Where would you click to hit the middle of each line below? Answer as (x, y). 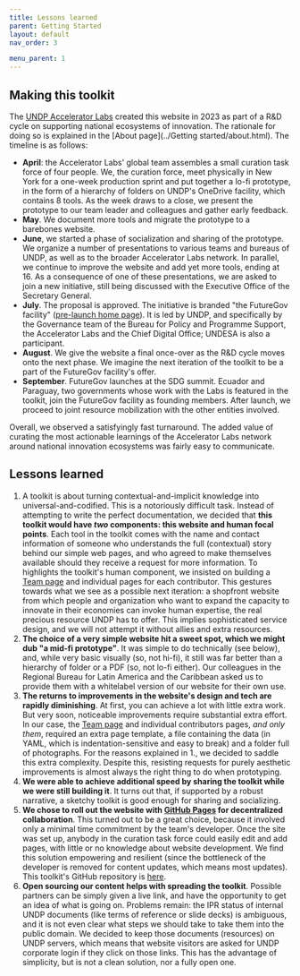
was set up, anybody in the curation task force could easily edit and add (155, 838)
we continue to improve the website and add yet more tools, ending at (150, 267)
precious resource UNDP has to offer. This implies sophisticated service (154, 620)
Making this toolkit (62, 95)
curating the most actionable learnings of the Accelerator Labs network (141, 436)
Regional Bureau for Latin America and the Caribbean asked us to (142, 676)
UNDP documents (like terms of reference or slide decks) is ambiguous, (154, 914)
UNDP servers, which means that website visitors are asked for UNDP (150, 943)
